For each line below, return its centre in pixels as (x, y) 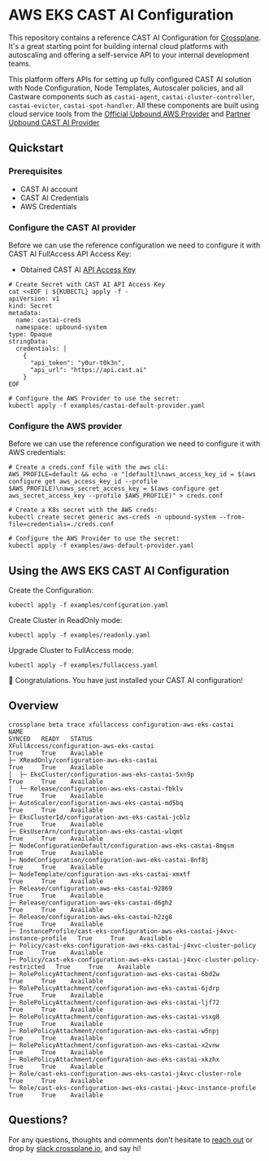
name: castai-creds (49, 320)
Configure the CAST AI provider (72, 227)
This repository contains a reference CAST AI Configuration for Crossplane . (135, 37)
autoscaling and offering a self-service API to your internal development (129, 55)
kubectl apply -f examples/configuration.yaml (89, 605)
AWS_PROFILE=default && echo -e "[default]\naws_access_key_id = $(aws (132, 475)
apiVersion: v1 (34, 299)
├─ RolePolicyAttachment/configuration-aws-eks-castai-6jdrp (114, 988)
